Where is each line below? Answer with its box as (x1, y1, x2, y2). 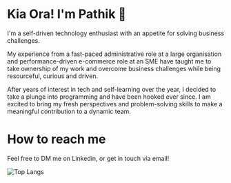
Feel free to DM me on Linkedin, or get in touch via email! (7, 154, 170, 162)
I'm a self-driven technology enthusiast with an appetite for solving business (7, 29, 225, 37)
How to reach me (7, 131, 106, 147)
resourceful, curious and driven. (7, 72, 99, 80)
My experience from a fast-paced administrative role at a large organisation (7, 50, 222, 58)
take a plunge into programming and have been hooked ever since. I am (7, 93, 212, 101)
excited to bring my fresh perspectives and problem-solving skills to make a (7, 99, 223, 108)
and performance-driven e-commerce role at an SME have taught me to (7, 57, 212, 65)
